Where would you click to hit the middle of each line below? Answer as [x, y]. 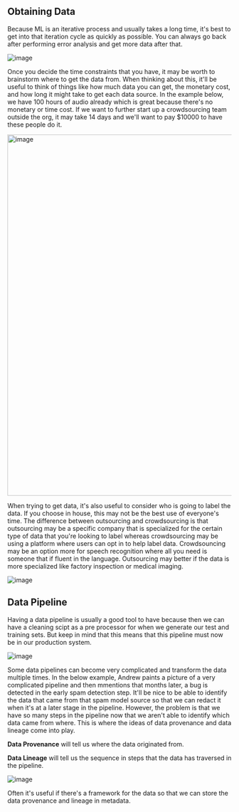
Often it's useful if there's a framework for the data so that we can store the [118, 793]
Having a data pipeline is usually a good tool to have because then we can [116, 619]
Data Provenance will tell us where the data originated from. [96, 744]
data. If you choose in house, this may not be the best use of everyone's [113, 513]
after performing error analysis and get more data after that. [95, 44]
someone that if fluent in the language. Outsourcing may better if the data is [118, 559]
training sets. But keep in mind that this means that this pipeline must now [115, 634]
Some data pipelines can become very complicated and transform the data [117, 670]
